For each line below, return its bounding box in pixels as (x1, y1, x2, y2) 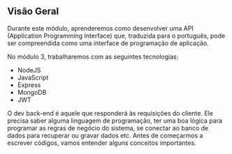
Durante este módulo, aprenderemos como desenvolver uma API (7, 24, 194, 32)
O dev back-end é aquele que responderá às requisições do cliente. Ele (7, 109, 213, 117)
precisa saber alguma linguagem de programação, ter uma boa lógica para (7, 116, 222, 125)
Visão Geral (7, 6, 59, 17)
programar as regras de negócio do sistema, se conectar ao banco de (7, 123, 209, 132)
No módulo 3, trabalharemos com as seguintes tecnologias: (7, 52, 179, 61)
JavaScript (17, 73, 49, 82)
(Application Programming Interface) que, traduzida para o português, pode (7, 31, 226, 40)
